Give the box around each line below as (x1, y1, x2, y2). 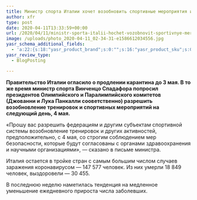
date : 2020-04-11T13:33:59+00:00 (6, 25, 88, 31)
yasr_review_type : (6, 52, 51, 58)
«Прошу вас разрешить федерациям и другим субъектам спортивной (6, 121, 182, 128)
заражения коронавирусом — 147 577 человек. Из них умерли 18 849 (6, 163, 182, 170)
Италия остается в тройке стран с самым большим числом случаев (6, 157, 178, 164)
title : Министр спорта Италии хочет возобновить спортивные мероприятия (6, 8, 188, 15)
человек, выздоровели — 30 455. (6, 170, 90, 177)
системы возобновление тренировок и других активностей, (6, 127, 157, 135)
